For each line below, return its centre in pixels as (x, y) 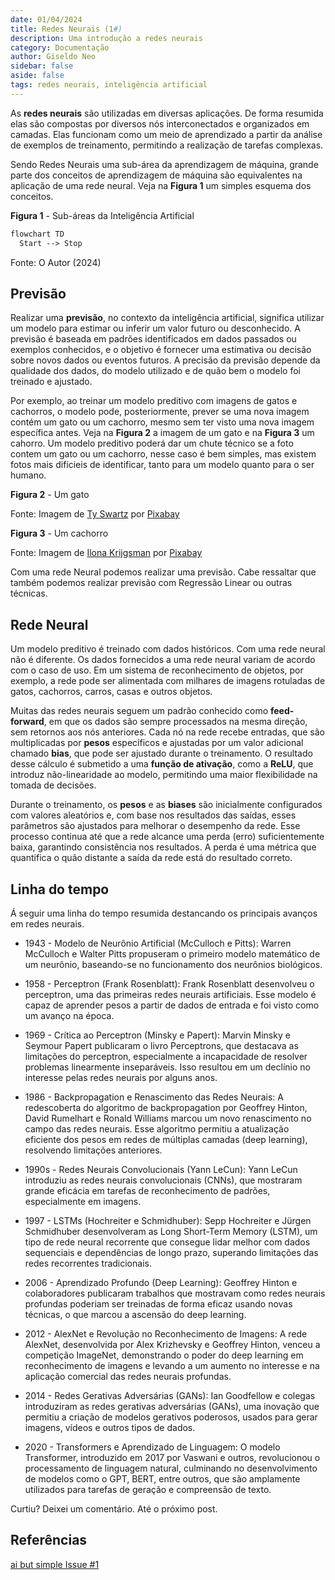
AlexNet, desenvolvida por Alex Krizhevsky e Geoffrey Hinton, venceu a (172, 1344)
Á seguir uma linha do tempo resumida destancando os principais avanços (164, 913)
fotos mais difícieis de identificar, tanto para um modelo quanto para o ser (162, 465)
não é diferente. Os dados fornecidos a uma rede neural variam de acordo (163, 660)
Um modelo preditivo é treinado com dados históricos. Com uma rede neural (168, 649)
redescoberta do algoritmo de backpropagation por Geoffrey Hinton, (166, 1107)
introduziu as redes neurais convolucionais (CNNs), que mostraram (163, 1180)
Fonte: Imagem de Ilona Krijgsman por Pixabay (106, 553)
